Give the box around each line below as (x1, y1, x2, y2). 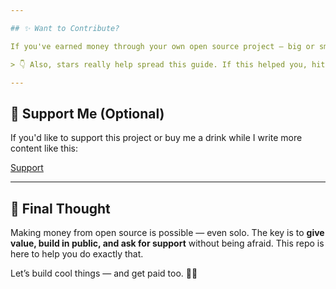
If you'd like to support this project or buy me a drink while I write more (10, 132, 303, 144)
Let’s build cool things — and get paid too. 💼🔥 (10, 267, 198, 279)
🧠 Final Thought (10, 200, 111, 217)
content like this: (10, 142, 78, 155)
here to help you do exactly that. (10, 248, 144, 260)
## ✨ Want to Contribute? (10, 23, 120, 33)
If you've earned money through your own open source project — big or (10, 41, 315, 51)
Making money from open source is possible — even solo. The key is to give (10, 227, 325, 238)
